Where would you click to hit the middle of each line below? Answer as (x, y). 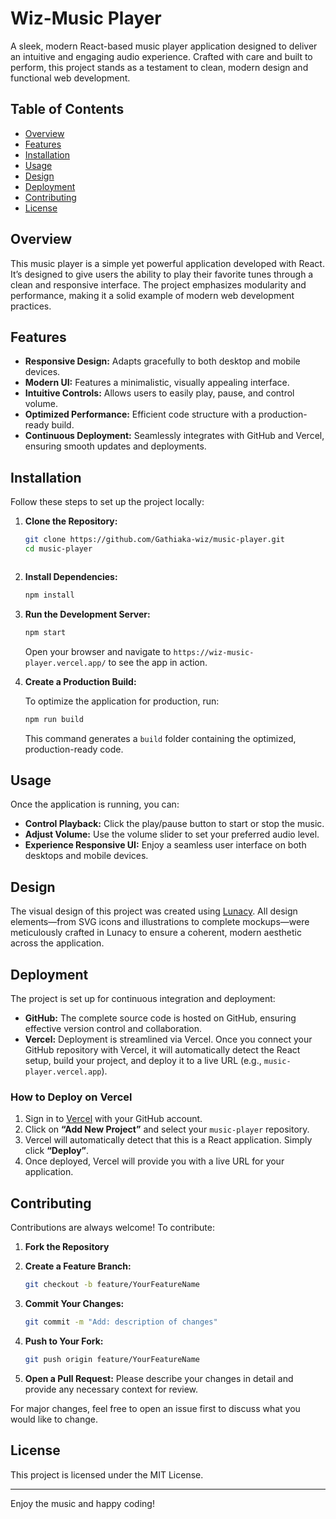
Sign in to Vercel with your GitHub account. (113, 1119)
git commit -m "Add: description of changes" (121, 1322)
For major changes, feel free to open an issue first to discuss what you (155, 1408)
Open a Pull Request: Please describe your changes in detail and (159, 1378)
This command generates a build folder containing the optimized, (160, 738)
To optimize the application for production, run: (122, 701)
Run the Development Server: (87, 614)
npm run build (54, 719)
